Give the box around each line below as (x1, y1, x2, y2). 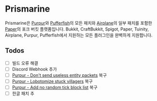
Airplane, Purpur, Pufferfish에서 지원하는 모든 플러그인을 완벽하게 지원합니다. (5, 32, 153, 38)
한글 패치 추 (12, 91, 35, 97)
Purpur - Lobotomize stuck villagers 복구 (12, 78, 93, 84)
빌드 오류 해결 (12, 60, 38, 66)
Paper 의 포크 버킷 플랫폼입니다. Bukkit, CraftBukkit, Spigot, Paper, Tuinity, (5, 26, 149, 32)
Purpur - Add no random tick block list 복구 (12, 84, 98, 90)
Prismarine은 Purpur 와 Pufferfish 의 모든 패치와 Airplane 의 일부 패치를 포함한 (5, 20, 153, 26)
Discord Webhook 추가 (12, 66, 57, 72)
